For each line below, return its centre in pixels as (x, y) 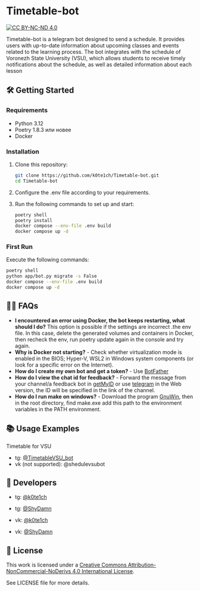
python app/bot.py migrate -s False (51, 276)
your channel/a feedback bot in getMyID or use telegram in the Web (98, 384)
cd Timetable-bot (36, 181)
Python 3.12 (29, 123)
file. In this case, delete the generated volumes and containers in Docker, (104, 333)
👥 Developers (32, 483)
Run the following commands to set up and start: (74, 204)
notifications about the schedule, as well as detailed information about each (99, 64)
